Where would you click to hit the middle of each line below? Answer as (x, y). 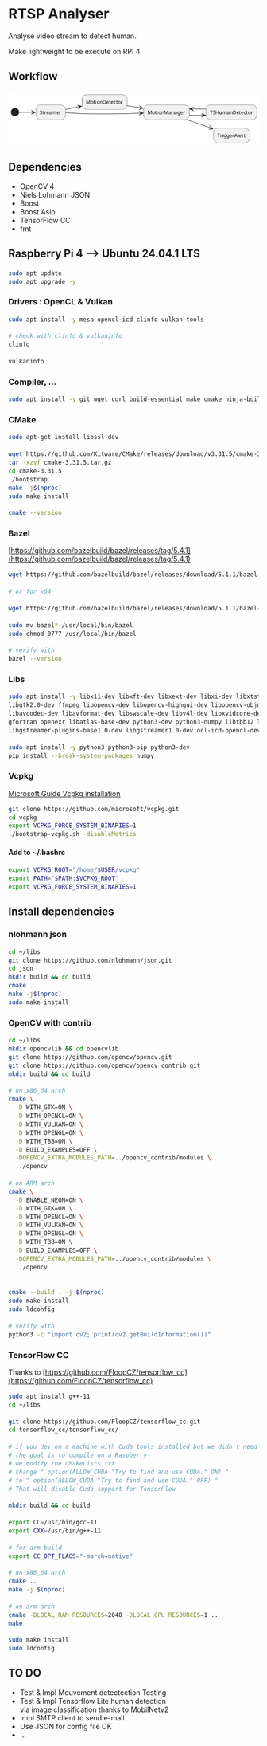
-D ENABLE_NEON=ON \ (49, 1200)
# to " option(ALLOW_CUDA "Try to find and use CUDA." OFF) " (113, 1480)
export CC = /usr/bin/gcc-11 (53, 1523)
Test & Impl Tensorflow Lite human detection (93, 1701)
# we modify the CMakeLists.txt (62, 1463)
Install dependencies (61, 912)
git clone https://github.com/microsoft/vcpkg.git (94, 809)
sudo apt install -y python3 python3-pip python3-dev (99, 747)
